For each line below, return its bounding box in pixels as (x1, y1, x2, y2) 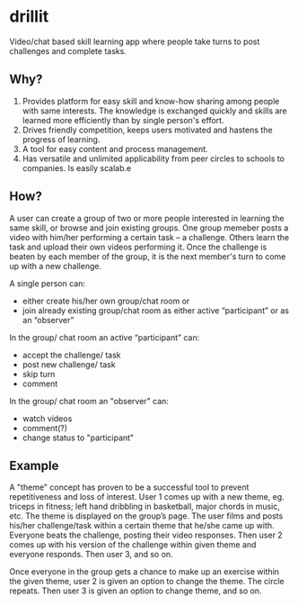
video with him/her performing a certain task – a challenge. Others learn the (9, 231, 290, 242)
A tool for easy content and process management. (22, 143, 208, 154)
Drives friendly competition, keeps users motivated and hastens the (22, 124, 273, 135)
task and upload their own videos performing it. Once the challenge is (9, 241, 267, 252)
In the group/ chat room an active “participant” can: (9, 331, 200, 343)
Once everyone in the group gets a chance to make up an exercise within (9, 566, 280, 577)
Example (9, 457, 59, 474)
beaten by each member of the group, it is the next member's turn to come (9, 250, 286, 262)
